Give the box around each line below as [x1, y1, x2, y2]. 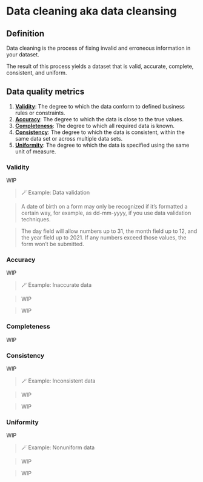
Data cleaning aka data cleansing [6, 4, 177, 18]
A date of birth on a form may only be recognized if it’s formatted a [21, 203, 188, 210]
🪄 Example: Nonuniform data [21, 444, 95, 451]
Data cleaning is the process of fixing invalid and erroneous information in [6, 44, 191, 52]
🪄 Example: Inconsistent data [21, 377, 96, 384]
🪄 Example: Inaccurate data [21, 281, 92, 289]
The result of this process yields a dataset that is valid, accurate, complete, [6, 62, 194, 70]
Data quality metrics [6, 87, 85, 97]
